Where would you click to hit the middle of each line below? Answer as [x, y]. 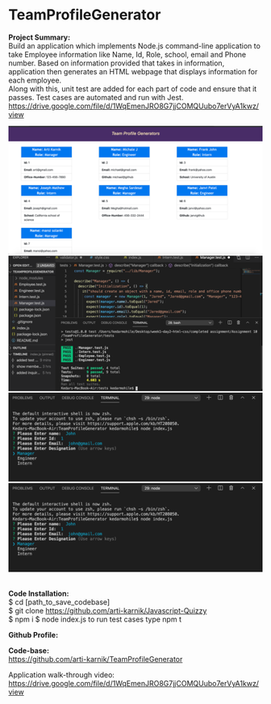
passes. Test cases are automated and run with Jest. [96, 97]
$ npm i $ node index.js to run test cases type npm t [95, 619]
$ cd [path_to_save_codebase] [59, 602]
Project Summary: [40, 37]
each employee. [35, 80]
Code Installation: [39, 594]
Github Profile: [33, 635]
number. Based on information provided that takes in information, [117, 63]
